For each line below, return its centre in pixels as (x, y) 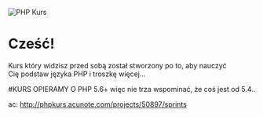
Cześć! (31, 44)
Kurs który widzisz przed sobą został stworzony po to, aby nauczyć (117, 65)
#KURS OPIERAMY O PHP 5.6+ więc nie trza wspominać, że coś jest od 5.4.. (132, 89)
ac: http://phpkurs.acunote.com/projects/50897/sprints (97, 104)
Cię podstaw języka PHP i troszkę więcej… (77, 74)
